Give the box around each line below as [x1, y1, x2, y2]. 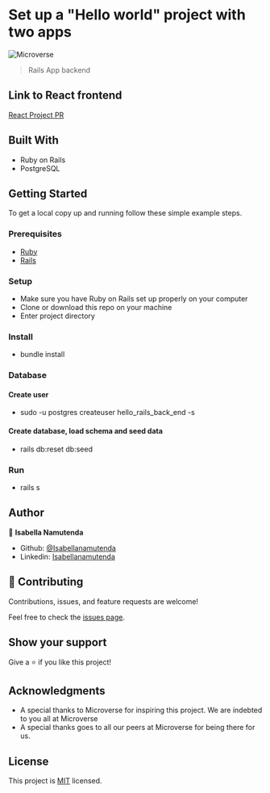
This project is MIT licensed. [8, 775, 102, 785]
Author [8, 506, 44, 520]
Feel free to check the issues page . [8, 612, 125, 622]
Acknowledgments [8, 684, 106, 698]
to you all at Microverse [19, 714, 98, 724]
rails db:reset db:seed [19, 444, 93, 454]
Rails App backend [27, 65, 91, 74]
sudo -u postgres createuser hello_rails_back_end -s [19, 408, 195, 417]
